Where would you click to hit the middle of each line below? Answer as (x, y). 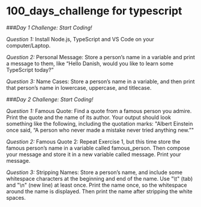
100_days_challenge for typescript (94, 11)
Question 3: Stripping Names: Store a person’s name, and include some (94, 172)
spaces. (16, 197)
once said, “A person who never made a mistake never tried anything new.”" (100, 130)
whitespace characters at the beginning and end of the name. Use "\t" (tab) (100, 178)
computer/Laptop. (28, 45)
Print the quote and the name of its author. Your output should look (88, 117)
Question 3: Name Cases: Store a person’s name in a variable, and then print (100, 81)
